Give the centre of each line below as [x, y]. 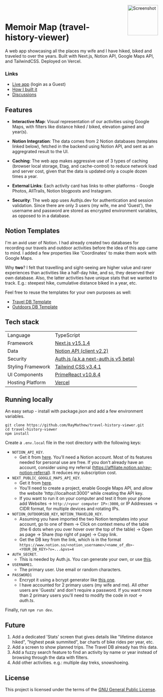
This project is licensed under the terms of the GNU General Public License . [81, 690]
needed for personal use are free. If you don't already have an [81, 462]
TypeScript [67, 335]
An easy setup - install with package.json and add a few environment [74, 411]
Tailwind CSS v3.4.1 [78, 366]
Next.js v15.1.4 [73, 343]
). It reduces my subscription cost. [83, 473]
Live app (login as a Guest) [39, 84]
